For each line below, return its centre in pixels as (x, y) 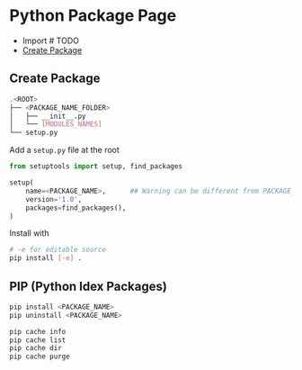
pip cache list (38, 340)
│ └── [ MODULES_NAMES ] (56, 124)
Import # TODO (50, 41)
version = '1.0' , (54, 199)
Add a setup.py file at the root (64, 150)
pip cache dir (36, 348)
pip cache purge (40, 356)
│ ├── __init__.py (48, 116)
